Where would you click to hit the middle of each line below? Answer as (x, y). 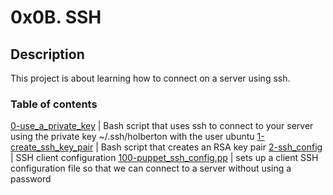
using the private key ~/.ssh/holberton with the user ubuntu (132, 137)
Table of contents (54, 104)
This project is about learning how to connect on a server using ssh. (150, 78)
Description (47, 54)
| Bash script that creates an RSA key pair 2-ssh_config (209, 147)
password (31, 179)
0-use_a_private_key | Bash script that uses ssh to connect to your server (162, 126)
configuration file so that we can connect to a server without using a (151, 168)
